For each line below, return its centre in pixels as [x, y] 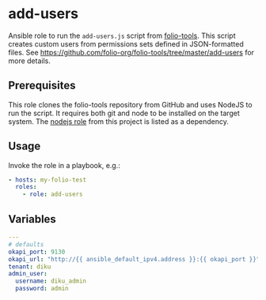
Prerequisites [42, 86]
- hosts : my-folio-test [47, 180]
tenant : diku [30, 266]
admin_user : [28, 274]
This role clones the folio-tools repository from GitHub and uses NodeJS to [130, 104]
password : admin [42, 289]
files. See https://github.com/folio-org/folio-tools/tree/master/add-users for [131, 52]
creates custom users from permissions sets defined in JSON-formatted [126, 43]
